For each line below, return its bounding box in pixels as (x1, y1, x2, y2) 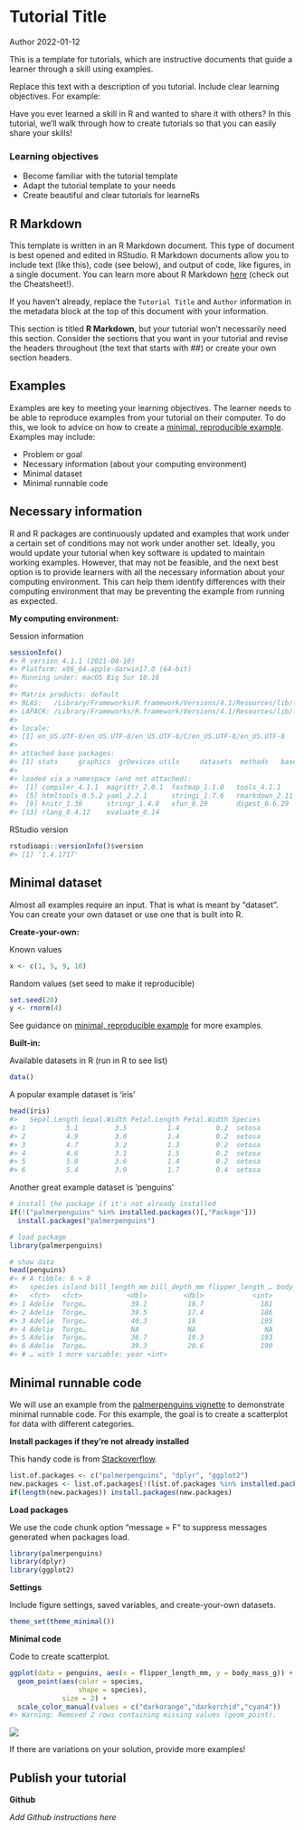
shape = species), (78, 1685, 147, 1694)
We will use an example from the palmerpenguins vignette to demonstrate (9, 1399, 285, 1410)
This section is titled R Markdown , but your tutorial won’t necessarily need (9, 323, 287, 334)
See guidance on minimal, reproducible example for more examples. (9, 1020, 264, 1031)
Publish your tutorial (9, 1770, 127, 1786)
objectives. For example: (9, 91, 101, 101)
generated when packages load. (9, 1531, 130, 1542)
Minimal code (9, 1634, 62, 1644)
